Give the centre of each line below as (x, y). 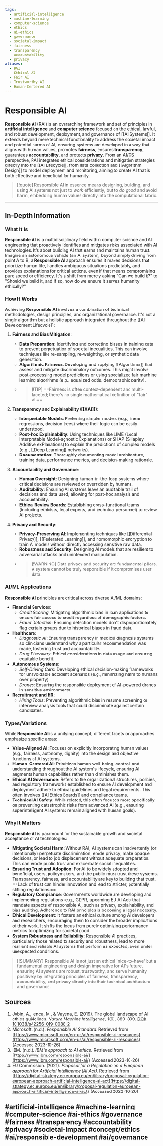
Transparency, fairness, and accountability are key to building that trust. (84, 879)
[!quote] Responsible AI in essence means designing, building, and (83, 185)
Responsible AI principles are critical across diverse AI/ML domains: (73, 598)
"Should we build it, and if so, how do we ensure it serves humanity (72, 281)
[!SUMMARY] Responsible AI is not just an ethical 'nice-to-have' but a (87, 961)
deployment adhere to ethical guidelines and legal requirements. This (81, 790)
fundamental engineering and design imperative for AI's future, (80, 966)
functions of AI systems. (36, 759)
